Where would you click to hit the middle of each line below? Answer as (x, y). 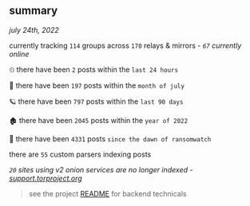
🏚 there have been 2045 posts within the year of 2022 (99, 120)
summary (34, 11)
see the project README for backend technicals (107, 193)
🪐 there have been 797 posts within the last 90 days (96, 101)
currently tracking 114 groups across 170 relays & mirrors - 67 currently (125, 46)
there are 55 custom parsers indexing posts (80, 154)
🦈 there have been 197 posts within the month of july (97, 85)
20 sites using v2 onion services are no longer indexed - (101, 169)
